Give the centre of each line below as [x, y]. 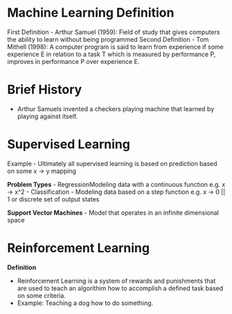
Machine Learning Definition [91, 13]
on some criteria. [41, 295]
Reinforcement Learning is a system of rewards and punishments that [116, 281]
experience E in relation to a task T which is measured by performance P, [111, 54]
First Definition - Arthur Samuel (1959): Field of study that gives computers [114, 32]
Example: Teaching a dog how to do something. [85, 303]
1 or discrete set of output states [53, 199]
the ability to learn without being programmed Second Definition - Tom [108, 39]
